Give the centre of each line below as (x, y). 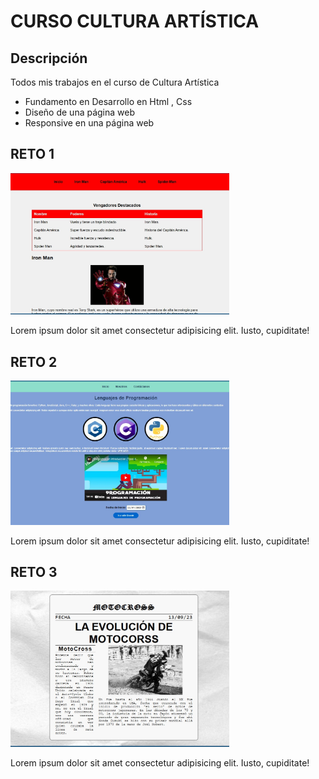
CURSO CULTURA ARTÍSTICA (135, 21)
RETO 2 (34, 361)
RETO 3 (34, 572)
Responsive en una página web (89, 123)
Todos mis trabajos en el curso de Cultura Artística (115, 82)
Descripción (49, 58)
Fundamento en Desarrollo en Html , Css (108, 101)
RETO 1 (32, 154)
